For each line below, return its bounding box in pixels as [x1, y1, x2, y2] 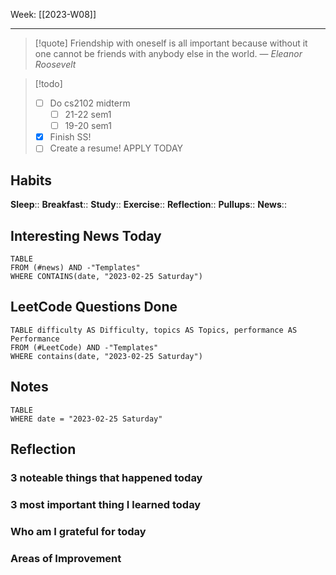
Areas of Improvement [10, 551, 122, 565]
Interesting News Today [10, 227, 162, 244]
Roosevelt [34, 59, 77, 70]
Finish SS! [49, 131, 92, 143]
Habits [10, 172, 53, 189]
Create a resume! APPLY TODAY [49, 142, 184, 154]
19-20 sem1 [64, 120, 112, 132]
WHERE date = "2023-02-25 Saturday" [10, 414, 163, 424]
